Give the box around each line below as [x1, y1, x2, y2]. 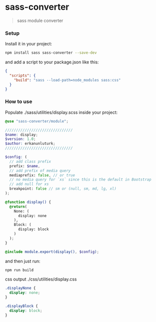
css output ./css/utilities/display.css [5, 276, 77, 282]
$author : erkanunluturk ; [5, 141, 56, 146]
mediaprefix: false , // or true [9, 173, 76, 178]
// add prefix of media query [9, 168, 71, 173]
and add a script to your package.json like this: [5, 59, 99, 65]
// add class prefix [9, 159, 51, 164]
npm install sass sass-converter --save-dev [5, 50, 97, 55]
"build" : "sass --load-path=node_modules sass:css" [14, 78, 121, 82]
